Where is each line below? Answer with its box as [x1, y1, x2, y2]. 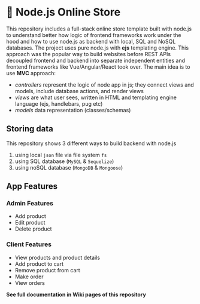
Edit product [14, 219, 46, 226]
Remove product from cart [14, 266, 81, 274]
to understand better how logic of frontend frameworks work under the [6, 31, 181, 38]
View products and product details [14, 254, 101, 261]
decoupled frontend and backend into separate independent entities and [6, 57, 186, 64]
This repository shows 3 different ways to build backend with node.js [6, 140, 177, 147]
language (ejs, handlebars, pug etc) [14, 100, 103, 107]
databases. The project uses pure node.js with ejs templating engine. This [6, 44, 189, 51]
